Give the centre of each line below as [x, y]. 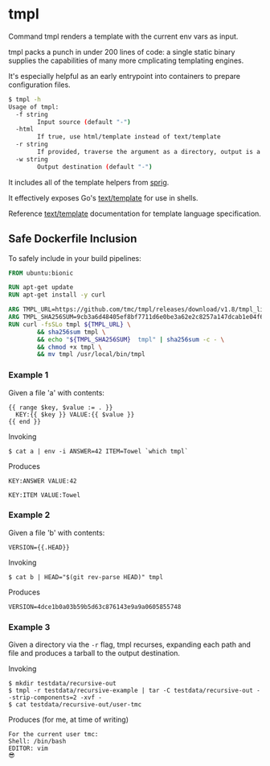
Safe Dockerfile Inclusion [73, 239]
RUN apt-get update [41, 288]
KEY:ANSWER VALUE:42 [43, 481]
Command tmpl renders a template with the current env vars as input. [123, 36]
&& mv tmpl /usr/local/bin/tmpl [92, 354]
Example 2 [29, 515]
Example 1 [29, 375]
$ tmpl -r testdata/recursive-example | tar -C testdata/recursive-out [131, 691]
